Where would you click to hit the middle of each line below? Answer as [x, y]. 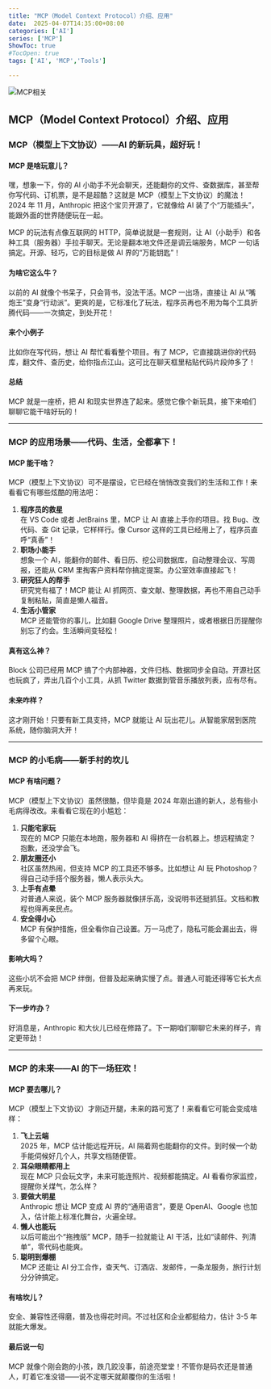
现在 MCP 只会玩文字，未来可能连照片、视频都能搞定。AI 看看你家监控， [140, 1177]
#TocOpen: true [34, 53]
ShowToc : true [32, 46]
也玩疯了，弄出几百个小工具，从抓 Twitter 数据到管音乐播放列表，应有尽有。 [135, 680]
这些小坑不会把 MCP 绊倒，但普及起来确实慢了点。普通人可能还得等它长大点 [135, 978]
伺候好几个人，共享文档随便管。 [88, 1156]
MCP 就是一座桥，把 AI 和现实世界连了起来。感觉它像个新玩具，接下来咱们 [132, 401]
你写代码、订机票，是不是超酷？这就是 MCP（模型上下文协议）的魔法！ [127, 195]
